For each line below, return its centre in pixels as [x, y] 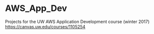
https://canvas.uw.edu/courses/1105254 [45, 26]
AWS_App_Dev [36, 8]
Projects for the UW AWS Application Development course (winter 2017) [77, 22]
